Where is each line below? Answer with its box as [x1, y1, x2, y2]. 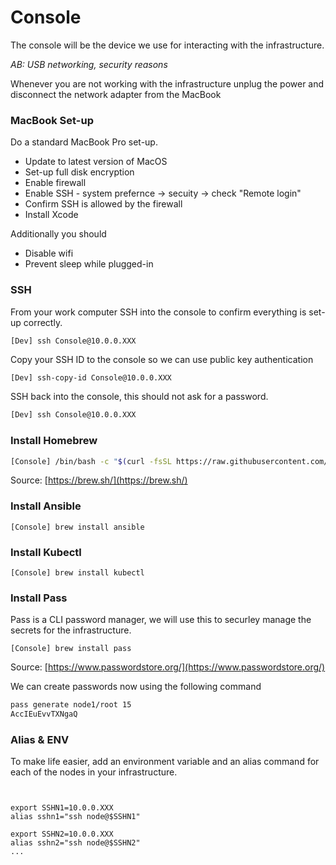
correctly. [23, 316, 63, 328]
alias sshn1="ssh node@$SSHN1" [10, 812, 141, 822]
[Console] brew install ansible [10, 522, 145, 532]
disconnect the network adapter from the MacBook [10, 88, 222, 100]
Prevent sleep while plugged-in [24, 258, 154, 270]
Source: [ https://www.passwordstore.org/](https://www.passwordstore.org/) [10, 661, 326, 673]
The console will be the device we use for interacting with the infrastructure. [10, 39, 325, 51]
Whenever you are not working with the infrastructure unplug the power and [10, 77, 325, 90]
